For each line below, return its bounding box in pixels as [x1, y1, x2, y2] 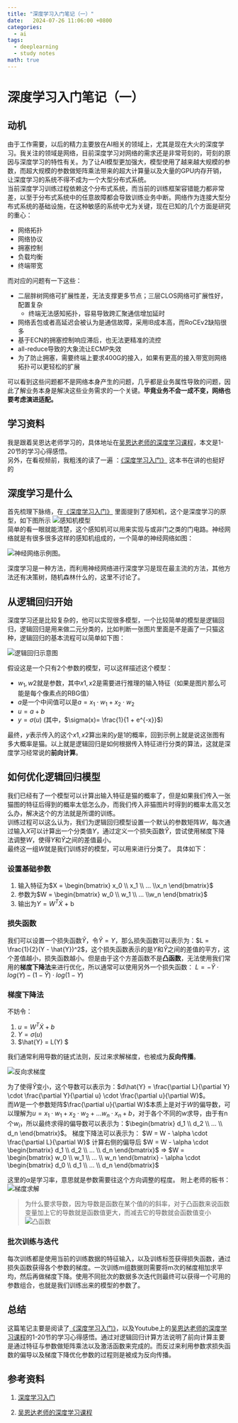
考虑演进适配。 [13, 395, 57, 403]
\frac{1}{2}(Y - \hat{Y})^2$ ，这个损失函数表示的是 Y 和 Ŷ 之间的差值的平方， [7, 944, 224, 954]
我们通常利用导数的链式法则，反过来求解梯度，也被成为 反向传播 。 [7, 1052, 200, 1061]
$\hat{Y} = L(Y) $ [17, 1037, 69, 1046]
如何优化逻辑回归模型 [7, 771, 101, 783]
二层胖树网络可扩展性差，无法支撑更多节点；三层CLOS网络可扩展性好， [17, 291, 227, 300]
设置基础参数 [7, 864, 52, 874]
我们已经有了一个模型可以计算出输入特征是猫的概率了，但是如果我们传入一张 [7, 791, 231, 800]
